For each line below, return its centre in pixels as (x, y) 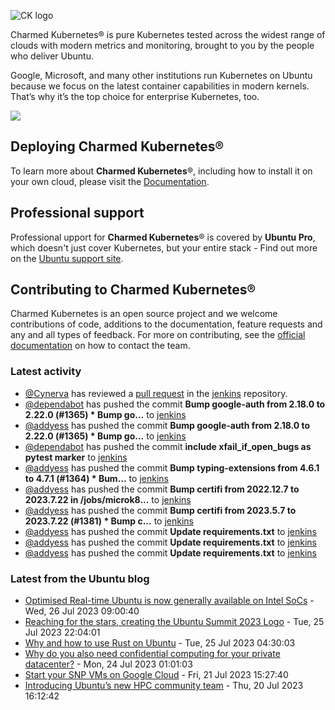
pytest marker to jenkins (76, 457)
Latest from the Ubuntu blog (80, 578)
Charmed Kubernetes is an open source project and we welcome (144, 314)
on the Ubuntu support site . (67, 258)
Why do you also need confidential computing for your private (152, 654)
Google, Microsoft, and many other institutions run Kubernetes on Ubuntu (161, 75)
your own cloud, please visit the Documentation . (110, 181)
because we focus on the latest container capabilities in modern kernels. (160, 86)
